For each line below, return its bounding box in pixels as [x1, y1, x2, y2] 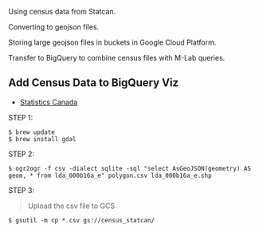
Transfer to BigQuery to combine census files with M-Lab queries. [8, 53, 226, 62]
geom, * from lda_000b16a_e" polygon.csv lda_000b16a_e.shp [8, 171, 213, 179]
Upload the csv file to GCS [27, 201, 116, 210]
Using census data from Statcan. [8, 7, 116, 16]
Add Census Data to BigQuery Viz [8, 76, 179, 90]
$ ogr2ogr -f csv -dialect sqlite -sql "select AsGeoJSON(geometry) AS [8, 164, 251, 172]
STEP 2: [8, 149, 34, 159]
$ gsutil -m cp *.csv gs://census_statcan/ [8, 216, 155, 224]
